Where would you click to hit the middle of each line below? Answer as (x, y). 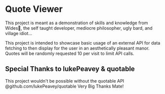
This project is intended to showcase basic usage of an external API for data (83, 43)
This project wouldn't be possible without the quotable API (65, 81)
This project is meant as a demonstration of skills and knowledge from (77, 23)
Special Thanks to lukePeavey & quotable (70, 69)
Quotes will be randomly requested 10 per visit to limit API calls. (70, 53)
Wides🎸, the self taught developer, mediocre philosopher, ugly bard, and (79, 28)
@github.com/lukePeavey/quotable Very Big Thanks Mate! (64, 86)
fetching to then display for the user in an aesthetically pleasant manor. (77, 48)
